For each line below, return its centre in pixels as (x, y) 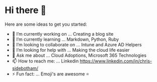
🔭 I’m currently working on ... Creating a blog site (63, 34)
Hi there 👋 (25, 10)
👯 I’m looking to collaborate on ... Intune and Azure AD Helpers (77, 44)
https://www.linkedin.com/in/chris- (116, 61)
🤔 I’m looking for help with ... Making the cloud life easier (71, 50)
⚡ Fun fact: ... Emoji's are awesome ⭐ (51, 74)
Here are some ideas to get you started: (46, 24)
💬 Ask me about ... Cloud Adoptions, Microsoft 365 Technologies (79, 55)
